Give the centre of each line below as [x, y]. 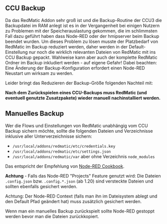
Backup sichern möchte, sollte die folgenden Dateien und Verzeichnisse [79, 131]
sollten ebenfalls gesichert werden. [41, 186]
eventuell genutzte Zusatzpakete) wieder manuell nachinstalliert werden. [83, 98]
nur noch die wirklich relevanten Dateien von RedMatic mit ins [92, 52]
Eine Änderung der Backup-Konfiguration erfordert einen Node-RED [75, 68]
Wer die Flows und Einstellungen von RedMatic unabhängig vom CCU [77, 125]
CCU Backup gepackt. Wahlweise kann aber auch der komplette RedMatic [82, 57]
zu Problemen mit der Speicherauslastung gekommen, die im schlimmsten [82, 31]
